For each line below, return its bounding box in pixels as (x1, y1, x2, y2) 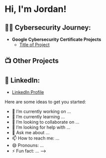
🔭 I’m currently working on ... (11, 108, 71, 115)
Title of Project (19, 42, 50, 48)
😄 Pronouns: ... (11, 143, 44, 149)
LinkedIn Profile (11, 89, 44, 95)
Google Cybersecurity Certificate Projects (11, 36, 102, 42)
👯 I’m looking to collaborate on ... (11, 119, 80, 125)
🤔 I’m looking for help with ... (11, 124, 71, 130)
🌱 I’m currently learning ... (11, 114, 65, 120)
